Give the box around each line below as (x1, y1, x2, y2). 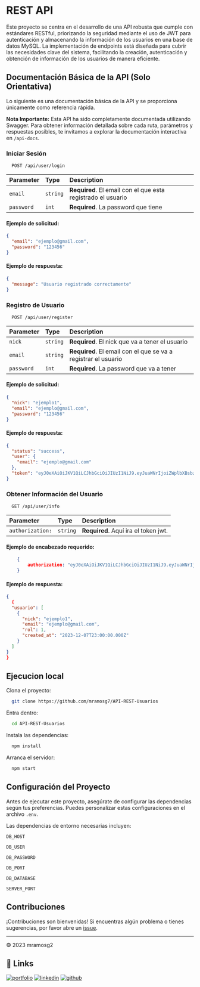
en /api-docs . (6, 134, 40, 141)
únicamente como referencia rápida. (6, 104, 95, 111)
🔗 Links (6, 958, 34, 969)
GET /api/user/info (11, 503, 60, 510)
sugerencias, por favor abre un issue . (6, 924, 98, 931)
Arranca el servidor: (6, 754, 55, 761)
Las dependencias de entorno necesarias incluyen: (6, 822, 132, 829)
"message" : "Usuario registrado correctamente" (11, 281, 132, 287)
